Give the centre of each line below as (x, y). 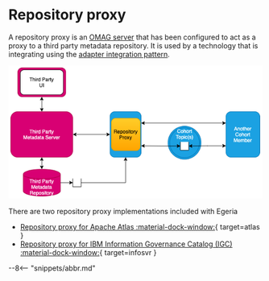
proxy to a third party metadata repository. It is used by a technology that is (133, 45)
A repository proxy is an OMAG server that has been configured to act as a (132, 37)
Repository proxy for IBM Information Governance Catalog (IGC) (126, 244)
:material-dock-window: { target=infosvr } (88, 252)
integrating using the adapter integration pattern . (89, 54)
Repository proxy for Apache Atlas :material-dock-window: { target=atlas (140, 226)
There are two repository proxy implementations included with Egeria (123, 211)
